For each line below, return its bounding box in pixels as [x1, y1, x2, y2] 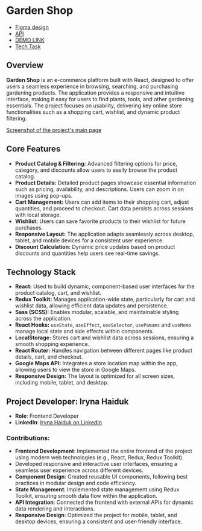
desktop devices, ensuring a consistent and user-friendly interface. [14, 518, 183, 525]
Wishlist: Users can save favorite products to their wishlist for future [14, 218, 186, 225]
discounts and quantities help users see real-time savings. [14, 250, 160, 257]
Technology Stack [6, 266, 76, 277]
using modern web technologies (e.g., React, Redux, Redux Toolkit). [14, 454, 184, 461]
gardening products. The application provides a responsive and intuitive [6, 89, 185, 96]
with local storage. [14, 211, 62, 218]
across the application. [14, 315, 72, 322]
